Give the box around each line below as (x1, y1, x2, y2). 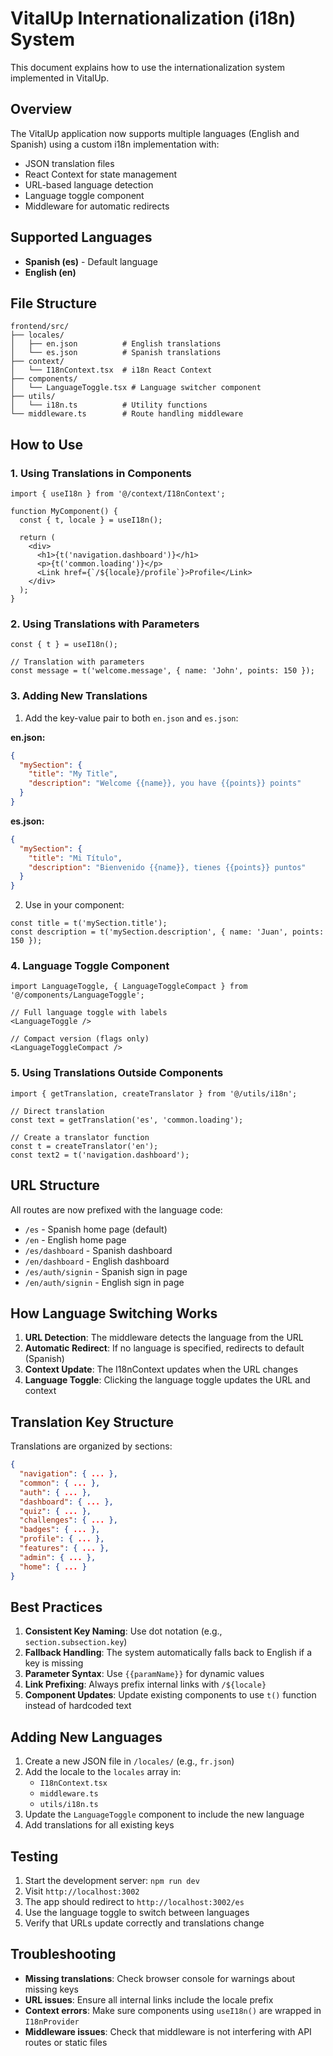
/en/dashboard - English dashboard (24, 1255, 170, 1267)
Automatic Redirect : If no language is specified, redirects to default (24, 1342, 305, 1354)
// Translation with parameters (10, 657, 145, 667)
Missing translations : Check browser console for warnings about (24, 1972, 296, 1984)
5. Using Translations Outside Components (10, 1066, 224, 1080)
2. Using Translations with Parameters (10, 617, 200, 631)
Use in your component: (24, 899, 125, 911)
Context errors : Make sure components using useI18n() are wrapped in (24, 2004, 322, 2016)
